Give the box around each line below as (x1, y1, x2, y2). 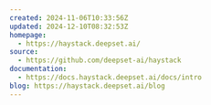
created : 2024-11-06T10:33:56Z (9, 13, 129, 23)
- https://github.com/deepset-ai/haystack (17, 56, 182, 65)
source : (9, 47, 39, 57)
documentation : (9, 65, 68, 74)
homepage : (9, 30, 47, 39)
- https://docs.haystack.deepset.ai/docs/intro (17, 73, 203, 82)
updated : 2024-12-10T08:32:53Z (9, 22, 129, 31)
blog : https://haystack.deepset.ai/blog (9, 81, 166, 90)
